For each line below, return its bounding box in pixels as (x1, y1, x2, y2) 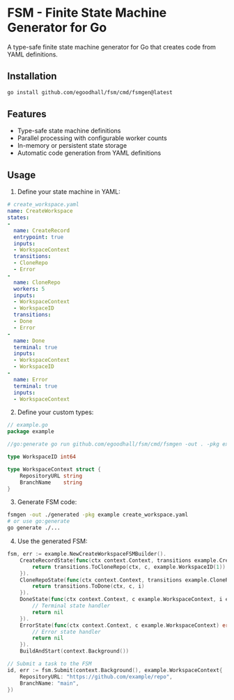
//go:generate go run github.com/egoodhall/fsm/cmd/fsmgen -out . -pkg (7, 441, 219, 448)
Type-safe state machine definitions (17, 127, 121, 135)
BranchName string (19, 479, 82, 486)
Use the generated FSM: (17, 537, 88, 545)
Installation (7, 70, 57, 82)
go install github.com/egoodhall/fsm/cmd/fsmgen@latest (7, 89, 173, 96)
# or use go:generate (7, 518, 70, 525)
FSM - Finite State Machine (7, 5, 167, 21)
